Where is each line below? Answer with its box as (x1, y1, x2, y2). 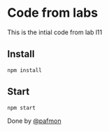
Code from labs (7, 5, 99, 21)
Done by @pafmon (7, 117, 61, 125)
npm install (7, 66, 42, 74)
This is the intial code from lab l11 (7, 28, 103, 36)
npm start (7, 104, 36, 111)
